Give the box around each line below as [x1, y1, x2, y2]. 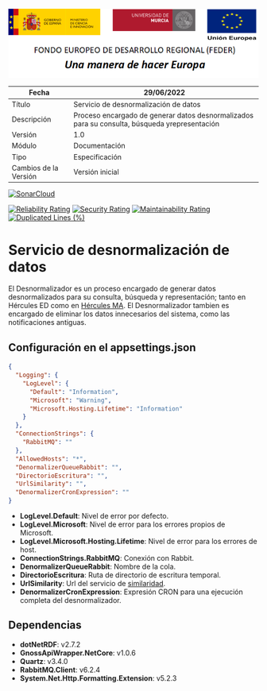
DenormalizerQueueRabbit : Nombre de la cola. [19, 562, 176, 572]
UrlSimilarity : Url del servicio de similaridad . [19, 579, 166, 589]
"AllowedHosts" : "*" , [15, 454, 87, 463]
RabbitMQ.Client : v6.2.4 [19, 665, 101, 674]
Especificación [73, 152, 122, 161]
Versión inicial [73, 168, 119, 177]
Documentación [73, 141, 126, 151]
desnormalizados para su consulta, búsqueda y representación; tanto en [8, 292, 246, 302]
